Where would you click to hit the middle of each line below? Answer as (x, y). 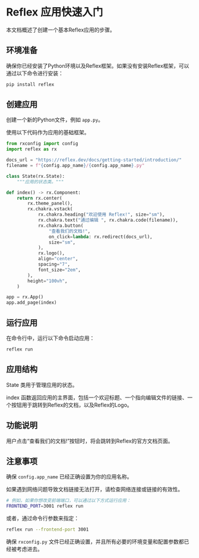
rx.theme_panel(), (50, 204)
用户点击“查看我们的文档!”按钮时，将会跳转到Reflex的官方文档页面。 (90, 441)
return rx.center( (40, 198)
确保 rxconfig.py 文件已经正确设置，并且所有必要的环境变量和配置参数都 (95, 541)
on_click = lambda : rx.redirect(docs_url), (100, 237)
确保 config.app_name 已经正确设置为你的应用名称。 (69, 477)
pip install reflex (30, 84)
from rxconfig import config (42, 144)
